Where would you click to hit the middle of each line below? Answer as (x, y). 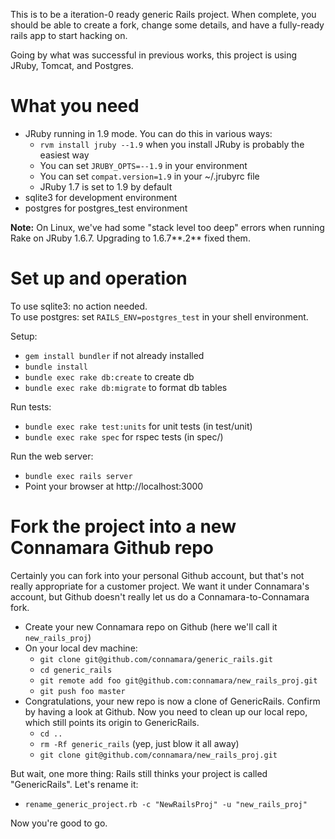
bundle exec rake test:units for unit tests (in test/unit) (138, 426)
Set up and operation (99, 278)
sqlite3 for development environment (101, 197)
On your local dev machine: (81, 648)
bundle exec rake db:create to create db (109, 376)
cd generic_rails (76, 670)
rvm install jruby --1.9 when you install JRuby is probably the (172, 144)
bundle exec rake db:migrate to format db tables (126, 387)
